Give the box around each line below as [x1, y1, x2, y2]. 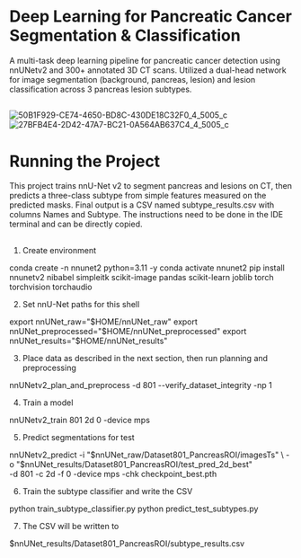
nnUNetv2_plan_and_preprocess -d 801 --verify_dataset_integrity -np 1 [9, 379, 272, 390]
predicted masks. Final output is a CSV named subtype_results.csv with [9, 199, 275, 210]
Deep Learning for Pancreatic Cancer [9, 6, 292, 27]
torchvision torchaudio [9, 281, 93, 292]
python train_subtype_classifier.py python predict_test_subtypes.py [9, 503, 259, 514]
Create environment [22, 244, 97, 255]
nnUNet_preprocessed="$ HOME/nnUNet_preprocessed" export [9, 325, 247, 336]
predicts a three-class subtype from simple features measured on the [9, 190, 267, 201]
